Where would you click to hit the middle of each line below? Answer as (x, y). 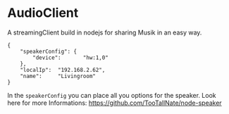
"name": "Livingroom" (58, 76)
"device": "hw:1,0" (71, 58)
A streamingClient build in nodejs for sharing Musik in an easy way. (105, 32)
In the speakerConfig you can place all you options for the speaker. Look (112, 95)
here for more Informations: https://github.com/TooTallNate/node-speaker (114, 103)
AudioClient (43, 13)
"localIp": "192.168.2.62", (63, 70)
